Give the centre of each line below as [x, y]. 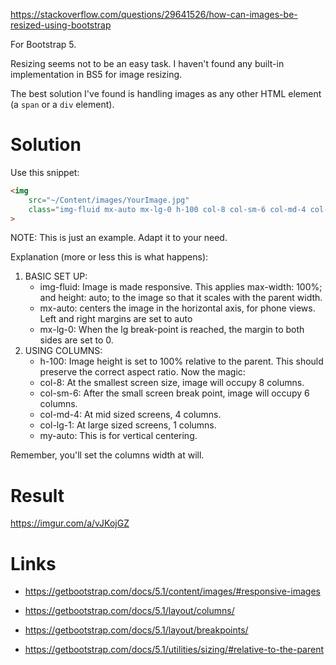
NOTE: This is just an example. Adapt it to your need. [119, 238]
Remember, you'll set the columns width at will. [107, 455]
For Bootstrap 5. [43, 44]
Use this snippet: [45, 172]
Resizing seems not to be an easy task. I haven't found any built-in [147, 63]
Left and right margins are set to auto [116, 319]
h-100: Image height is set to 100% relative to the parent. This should [181, 361]
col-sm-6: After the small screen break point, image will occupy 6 [174, 393]
